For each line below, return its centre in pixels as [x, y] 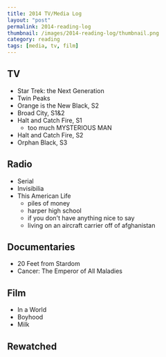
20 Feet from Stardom [49, 264]
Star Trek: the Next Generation [61, 90]
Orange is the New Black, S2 [58, 106]
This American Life [44, 196]
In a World [32, 310]
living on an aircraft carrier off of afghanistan [91, 225]
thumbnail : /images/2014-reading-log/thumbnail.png [83, 33]
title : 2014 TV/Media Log [44, 14]
